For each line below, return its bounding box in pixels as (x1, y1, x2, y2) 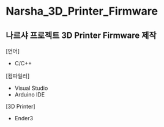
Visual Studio (14, 84, 48, 92)
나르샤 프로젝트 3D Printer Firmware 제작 (6, 30, 157, 40)
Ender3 (14, 115, 34, 122)
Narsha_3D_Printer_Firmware (6, 4, 158, 18)
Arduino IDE (14, 91, 45, 98)
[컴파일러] (6, 72, 30, 79)
